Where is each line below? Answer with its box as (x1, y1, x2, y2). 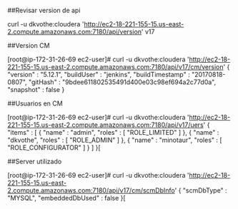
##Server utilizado (7, 157, 62, 165)
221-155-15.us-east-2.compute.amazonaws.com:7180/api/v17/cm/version (7, 63, 224, 71)
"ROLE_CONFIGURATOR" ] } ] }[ (7, 143, 101, 152)
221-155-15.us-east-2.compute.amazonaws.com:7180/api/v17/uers (7, 121, 204, 129)
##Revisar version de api (7, 6, 81, 14)
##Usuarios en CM (7, 99, 63, 108)
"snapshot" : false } (7, 86, 65, 93)
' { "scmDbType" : (174, 186, 227, 195)
